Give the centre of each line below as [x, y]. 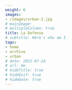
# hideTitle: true [24, 70]
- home [12, 47]
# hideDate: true [23, 79]
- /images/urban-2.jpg [29, 19]
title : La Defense [24, 33]
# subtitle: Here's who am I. [37, 38]
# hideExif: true [23, 75]
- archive [15, 51]
